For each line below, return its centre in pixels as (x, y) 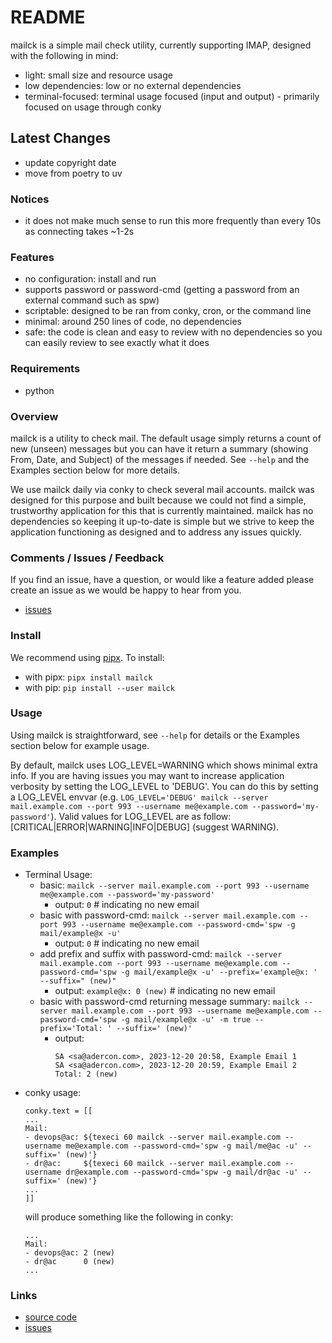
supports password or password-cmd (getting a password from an (162, 290)
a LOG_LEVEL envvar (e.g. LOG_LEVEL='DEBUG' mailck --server (139, 797)
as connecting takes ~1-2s (79, 232)
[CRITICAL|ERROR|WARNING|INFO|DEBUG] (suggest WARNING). (145, 827)
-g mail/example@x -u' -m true (186, 1020)
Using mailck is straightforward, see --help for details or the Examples (155, 735)
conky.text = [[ (58, 1111)
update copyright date (70, 162)
